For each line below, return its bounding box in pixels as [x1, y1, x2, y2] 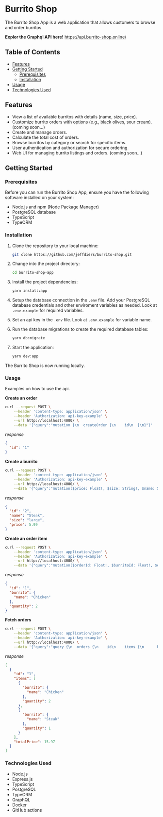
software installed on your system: [5, 195, 74, 200]
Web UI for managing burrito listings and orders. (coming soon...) [12, 150, 143, 156]
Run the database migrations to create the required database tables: [12, 326, 149, 332]
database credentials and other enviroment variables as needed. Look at [12, 302, 157, 308]
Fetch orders [5, 617, 32, 623]
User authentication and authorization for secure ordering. [12, 145, 129, 150]
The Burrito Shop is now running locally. [5, 363, 85, 368]
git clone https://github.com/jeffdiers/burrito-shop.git [12, 252, 132, 257]
